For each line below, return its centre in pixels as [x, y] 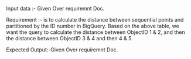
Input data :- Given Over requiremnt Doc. [55, 8]
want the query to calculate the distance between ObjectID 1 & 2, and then [96, 32]
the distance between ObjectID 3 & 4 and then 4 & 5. [69, 38]
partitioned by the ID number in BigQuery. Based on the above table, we [93, 26]
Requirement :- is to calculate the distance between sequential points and [95, 20]
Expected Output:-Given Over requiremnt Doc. [62, 50]
